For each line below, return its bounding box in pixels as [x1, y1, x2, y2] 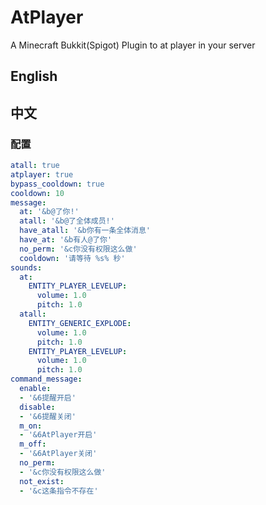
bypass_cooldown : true [10, 179, 105, 189]
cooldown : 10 [10, 188, 65, 198]
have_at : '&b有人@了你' [19, 235, 113, 245]
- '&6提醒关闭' [19, 411, 77, 421]
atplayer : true [10, 169, 74, 180]
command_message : [10, 374, 83, 385]
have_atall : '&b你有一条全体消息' [19, 226, 152, 236]
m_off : [19, 439, 47, 450]
